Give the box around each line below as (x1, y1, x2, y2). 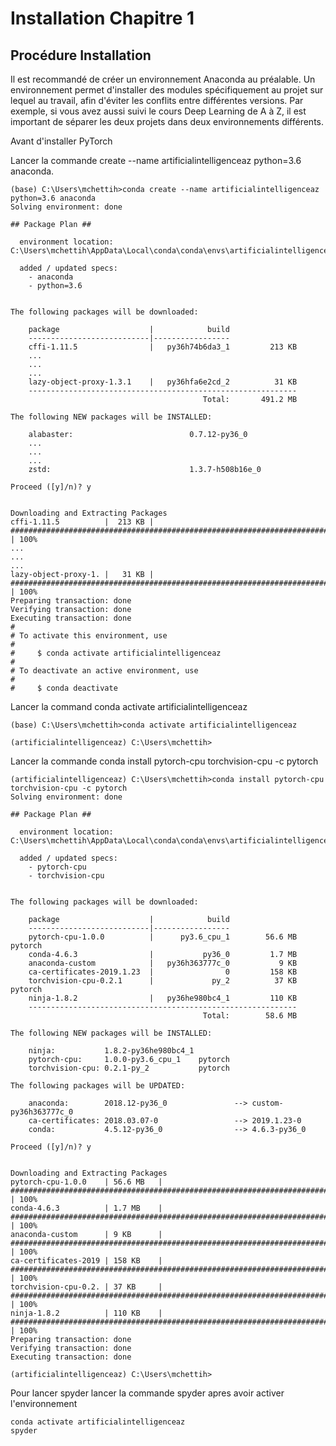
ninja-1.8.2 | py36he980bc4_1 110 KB (28, 993, 298, 1003)
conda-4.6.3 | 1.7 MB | (10, 1203, 163, 1213)
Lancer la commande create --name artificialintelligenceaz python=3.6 (10, 155, 302, 166)
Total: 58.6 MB (202, 1011, 298, 1021)
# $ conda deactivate (10, 683, 118, 693)
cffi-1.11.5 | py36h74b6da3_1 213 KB (28, 342, 298, 352)
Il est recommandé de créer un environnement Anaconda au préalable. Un (10, 73, 316, 85)
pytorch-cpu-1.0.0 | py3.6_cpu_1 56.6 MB (28, 932, 298, 942)
